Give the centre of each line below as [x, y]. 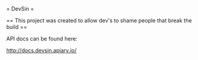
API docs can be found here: [42, 38]
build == [17, 27]
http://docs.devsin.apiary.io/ [41, 50]
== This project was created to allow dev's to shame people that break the [99, 20]
